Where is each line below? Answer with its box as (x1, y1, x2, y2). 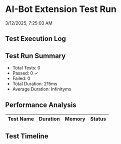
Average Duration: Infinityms (12, 86, 71, 92)
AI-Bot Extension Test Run (5, 3, 116, 15)
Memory (64, 115, 86, 122)
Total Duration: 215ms (12, 81, 57, 87)
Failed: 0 (12, 75, 30, 81)
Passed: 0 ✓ (12, 70, 38, 76)
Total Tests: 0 (12, 65, 41, 71)
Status (90, 115, 106, 122)
